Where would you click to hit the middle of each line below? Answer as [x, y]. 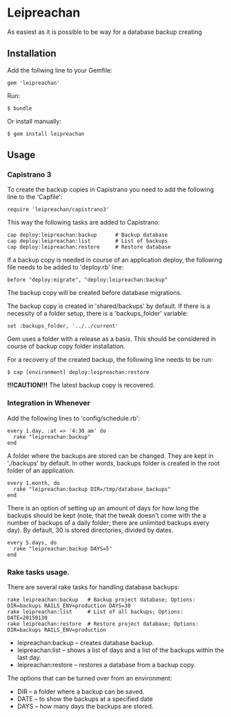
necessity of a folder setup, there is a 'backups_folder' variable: [98, 314]
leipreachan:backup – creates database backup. [86, 643]
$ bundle [20, 108]
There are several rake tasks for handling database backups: [93, 587]
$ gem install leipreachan [46, 134]
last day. [29, 658]
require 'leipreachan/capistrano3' [58, 210]
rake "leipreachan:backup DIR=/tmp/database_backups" [92, 489]
